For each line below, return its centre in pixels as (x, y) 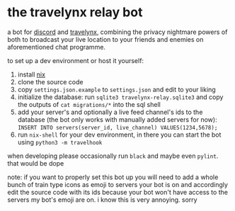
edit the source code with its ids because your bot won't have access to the (118, 192)
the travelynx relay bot (75, 12)
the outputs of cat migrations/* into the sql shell (89, 104)
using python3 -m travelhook (60, 142)
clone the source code (50, 81)
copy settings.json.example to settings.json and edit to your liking (116, 89)
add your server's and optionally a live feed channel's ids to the (110, 112)
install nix (31, 74)
